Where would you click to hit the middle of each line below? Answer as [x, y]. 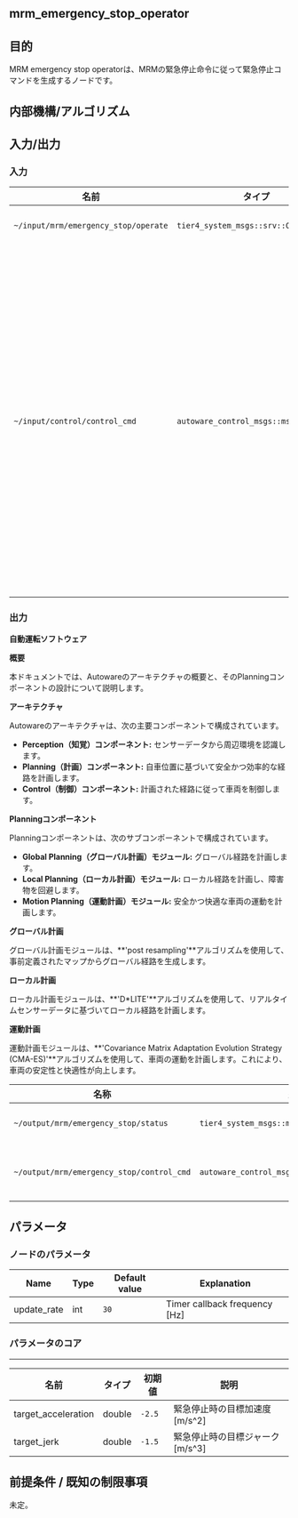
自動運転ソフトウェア [48, 639]
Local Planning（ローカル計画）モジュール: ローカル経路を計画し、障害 [153, 879]
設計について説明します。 [102, 687]
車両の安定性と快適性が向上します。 [75, 1070]
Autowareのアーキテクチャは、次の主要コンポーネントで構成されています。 [146, 725]
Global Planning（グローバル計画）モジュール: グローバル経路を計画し [151, 856]
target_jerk [36, 1442]
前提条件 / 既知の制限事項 [78, 1482]
